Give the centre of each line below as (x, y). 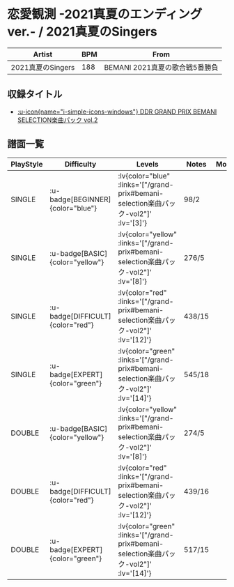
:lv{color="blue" (144, 176)
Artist (43, 54)
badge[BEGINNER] (80, 199)
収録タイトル (35, 94)
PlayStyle (27, 164)
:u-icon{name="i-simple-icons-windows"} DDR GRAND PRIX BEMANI (117, 112)
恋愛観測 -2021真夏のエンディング (105, 14)
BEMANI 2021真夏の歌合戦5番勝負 (161, 67)
